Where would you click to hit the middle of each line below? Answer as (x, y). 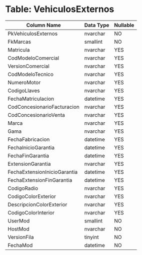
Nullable (124, 25)
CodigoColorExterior (32, 196)
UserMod (19, 220)
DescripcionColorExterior (37, 204)
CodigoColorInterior (31, 212)
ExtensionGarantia (29, 164)
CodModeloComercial (33, 58)
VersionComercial (29, 66)
